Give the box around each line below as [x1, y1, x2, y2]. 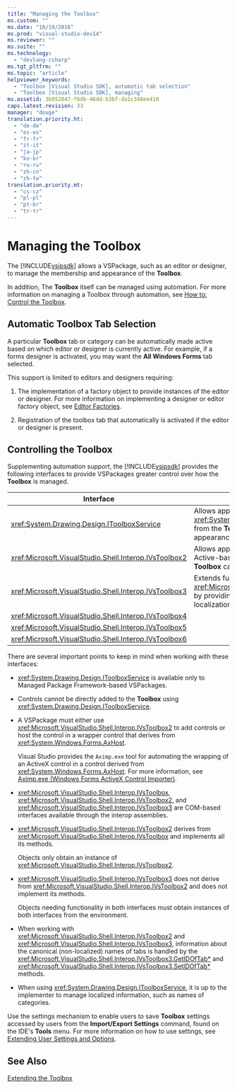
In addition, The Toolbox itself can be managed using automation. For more [7, 282, 226, 291]
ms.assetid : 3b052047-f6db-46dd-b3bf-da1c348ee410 [7, 96, 159, 103]
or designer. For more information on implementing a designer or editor [17, 394, 224, 403]
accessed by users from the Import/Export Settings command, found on [7, 1020, 220, 1028]
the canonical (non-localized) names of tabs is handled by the [17, 947, 198, 955]
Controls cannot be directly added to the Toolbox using [17, 694, 179, 704]
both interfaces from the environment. [17, 911, 128, 919]
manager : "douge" [7, 109, 59, 116]
